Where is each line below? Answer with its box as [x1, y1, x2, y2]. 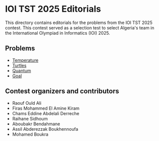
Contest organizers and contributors [5, 87, 119, 95]
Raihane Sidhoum [12, 116, 48, 121]
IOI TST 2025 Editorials [5, 3, 102, 15]
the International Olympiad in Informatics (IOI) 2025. [5, 30, 110, 36]
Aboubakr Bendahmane [12, 121, 60, 127]
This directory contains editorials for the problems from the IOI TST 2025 [5, 20, 153, 25]
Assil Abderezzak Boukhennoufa [12, 126, 79, 132]
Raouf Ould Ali [12, 100, 42, 106]
